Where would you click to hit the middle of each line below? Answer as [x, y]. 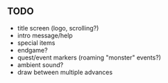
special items [36, 43]
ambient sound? [40, 64]
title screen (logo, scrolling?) [58, 28]
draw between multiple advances [65, 72]
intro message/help [45, 35]
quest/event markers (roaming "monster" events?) [89, 57]
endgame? [32, 50]
